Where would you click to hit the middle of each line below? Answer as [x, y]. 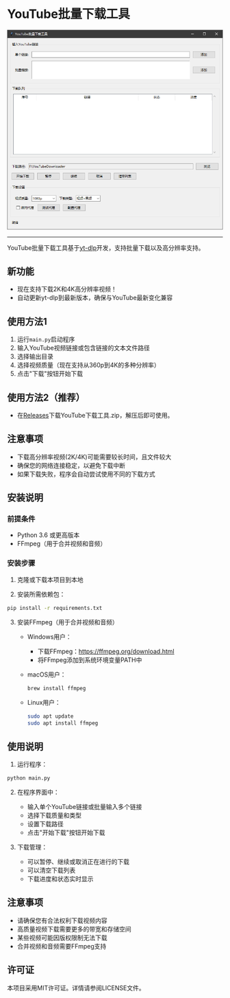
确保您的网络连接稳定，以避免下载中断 [71, 465]
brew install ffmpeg [56, 688]
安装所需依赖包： [41, 594]
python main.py [29, 778]
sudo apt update [50, 716]
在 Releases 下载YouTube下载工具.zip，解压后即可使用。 [95, 415]
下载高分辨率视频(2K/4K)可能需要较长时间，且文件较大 [94, 457]
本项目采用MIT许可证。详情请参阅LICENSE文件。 [76, 988]
